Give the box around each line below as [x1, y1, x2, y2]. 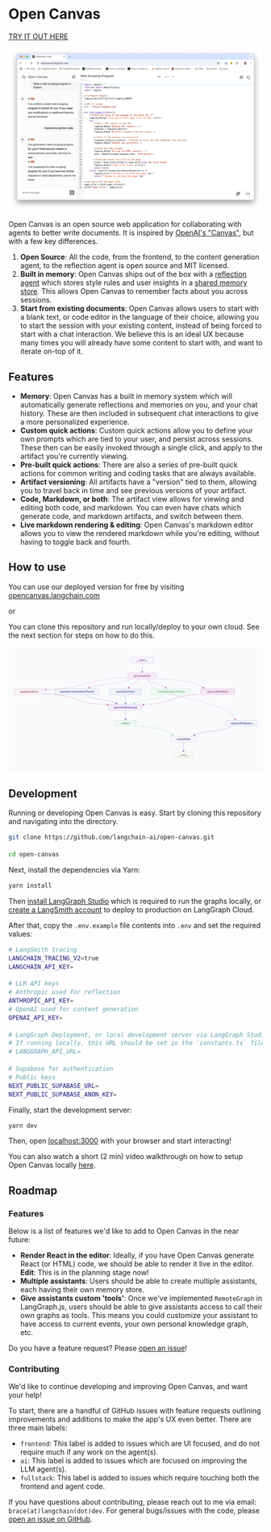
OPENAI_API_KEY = [8, 1014, 63, 1022]
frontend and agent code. [19, 1482, 106, 1492]
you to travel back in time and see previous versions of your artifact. [19, 486, 248, 496]
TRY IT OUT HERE [8, 31, 69, 41]
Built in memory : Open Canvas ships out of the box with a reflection [19, 270, 248, 279]
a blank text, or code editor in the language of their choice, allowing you [19, 312, 260, 322]
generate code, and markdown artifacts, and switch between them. [19, 512, 244, 521]
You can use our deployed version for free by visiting [8, 582, 185, 592]
